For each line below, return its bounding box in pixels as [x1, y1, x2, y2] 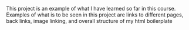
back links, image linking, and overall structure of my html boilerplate [6, 18, 173, 24]
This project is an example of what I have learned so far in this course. [6, 5, 176, 12]
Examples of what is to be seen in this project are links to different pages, [6, 11, 184, 18]
